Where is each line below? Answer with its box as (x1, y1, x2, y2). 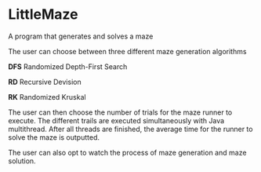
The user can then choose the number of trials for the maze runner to (8, 108, 233, 117)
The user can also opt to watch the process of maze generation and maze (8, 148, 247, 157)
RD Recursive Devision (8, 77, 82, 86)
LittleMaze (8, 5, 78, 24)
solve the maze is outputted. (8, 132, 100, 142)
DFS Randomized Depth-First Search (8, 61, 128, 71)
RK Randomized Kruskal (8, 92, 86, 101)
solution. (8, 156, 37, 166)
